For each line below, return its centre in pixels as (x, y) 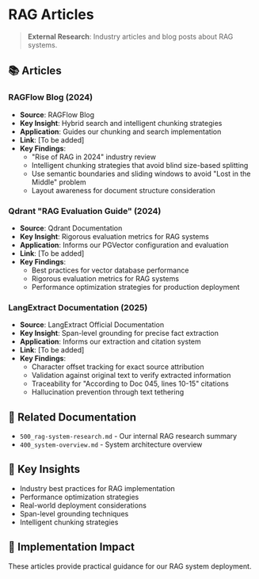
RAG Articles (51, 15)
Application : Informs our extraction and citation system (110, 341)
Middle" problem (59, 182)
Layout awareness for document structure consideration (123, 190)
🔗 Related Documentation (72, 417)
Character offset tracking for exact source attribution (118, 367)
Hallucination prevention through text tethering (108, 392)
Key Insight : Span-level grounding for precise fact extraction (119, 333)
